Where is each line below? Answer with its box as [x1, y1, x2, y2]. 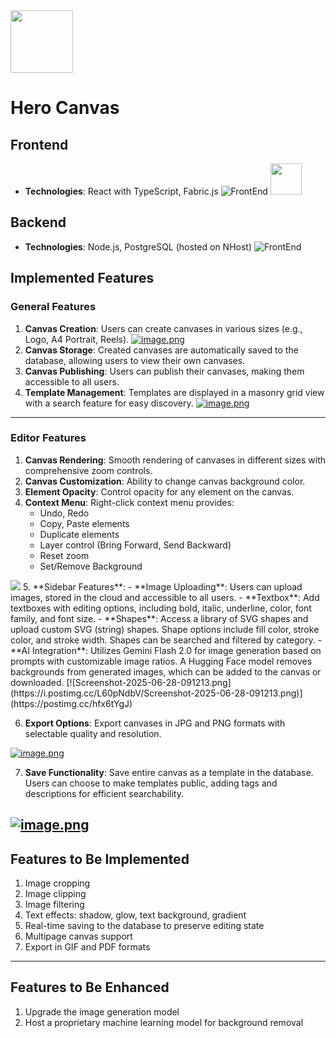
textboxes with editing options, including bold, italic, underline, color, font [10, 602, 312, 614]
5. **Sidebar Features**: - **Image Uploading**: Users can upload [22, 580, 303, 593]
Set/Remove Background [39, 560, 143, 572]
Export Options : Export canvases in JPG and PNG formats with [24, 717, 286, 729]
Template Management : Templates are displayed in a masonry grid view [24, 386, 325, 398]
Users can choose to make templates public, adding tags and [24, 777, 278, 789]
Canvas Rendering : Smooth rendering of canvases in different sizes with [24, 454, 327, 466]
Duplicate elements [39, 528, 120, 540]
